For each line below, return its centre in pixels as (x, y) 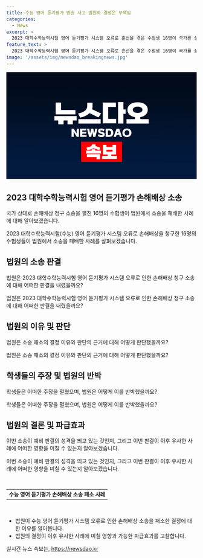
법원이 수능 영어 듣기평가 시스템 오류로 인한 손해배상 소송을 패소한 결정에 (100, 521)
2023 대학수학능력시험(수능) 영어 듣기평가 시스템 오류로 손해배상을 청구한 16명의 (101, 234)
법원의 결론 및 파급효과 (46, 425)
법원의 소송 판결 (34, 262)
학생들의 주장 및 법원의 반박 (54, 376)
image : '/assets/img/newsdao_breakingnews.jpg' (67, 57)
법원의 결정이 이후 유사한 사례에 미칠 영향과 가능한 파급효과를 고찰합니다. (100, 536)
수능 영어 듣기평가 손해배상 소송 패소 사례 (57, 495)
